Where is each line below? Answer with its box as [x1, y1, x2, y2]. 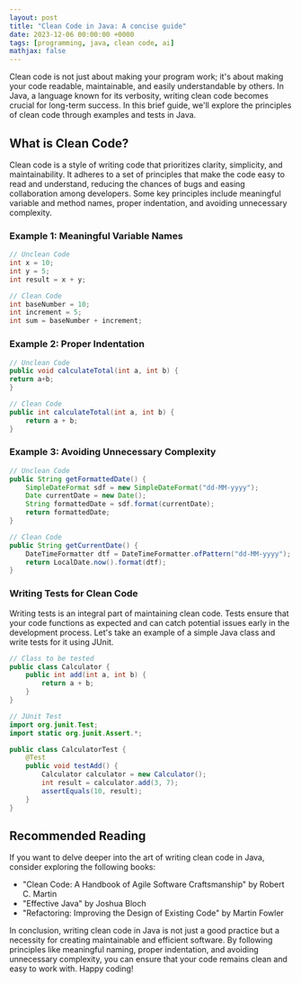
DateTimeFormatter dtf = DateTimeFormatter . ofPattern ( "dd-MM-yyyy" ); [25, 550, 292, 559]
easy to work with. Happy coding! [9, 963, 134, 974]
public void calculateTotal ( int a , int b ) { [9, 366, 179, 376]
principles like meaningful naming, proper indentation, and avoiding [9, 944, 259, 955]
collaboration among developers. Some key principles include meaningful [9, 188, 281, 199]
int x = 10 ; [9, 258, 54, 268]
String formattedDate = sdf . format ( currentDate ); [25, 500, 216, 509]
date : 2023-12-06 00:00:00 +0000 [9, 30, 135, 39]
